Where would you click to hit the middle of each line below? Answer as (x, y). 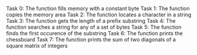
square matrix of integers (37, 46)
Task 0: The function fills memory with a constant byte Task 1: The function (98, 8)
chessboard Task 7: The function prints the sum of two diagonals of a (91, 39)
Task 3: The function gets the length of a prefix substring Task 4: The (91, 21)
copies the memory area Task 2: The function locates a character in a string (99, 15)
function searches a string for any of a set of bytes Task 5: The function (94, 27)
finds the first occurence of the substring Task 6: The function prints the (94, 33)
